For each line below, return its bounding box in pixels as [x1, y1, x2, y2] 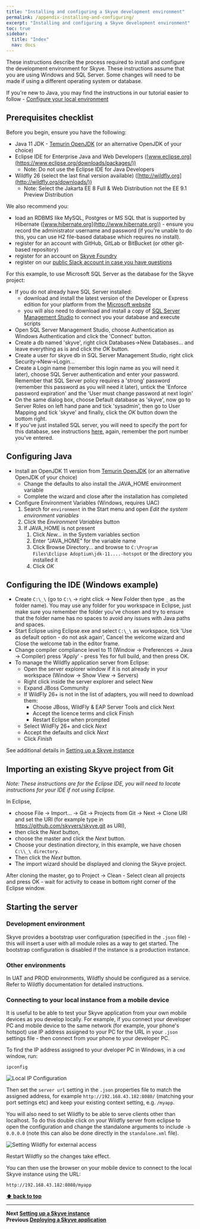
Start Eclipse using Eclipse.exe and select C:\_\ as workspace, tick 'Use [14, 627, 192, 635]
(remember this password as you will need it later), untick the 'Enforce [14, 383, 187, 390]
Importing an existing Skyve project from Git [6, 764, 174, 774]
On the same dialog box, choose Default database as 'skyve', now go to [14, 396, 191, 403]
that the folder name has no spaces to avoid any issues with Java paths [14, 615, 190, 622]
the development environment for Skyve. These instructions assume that [6, 65, 185, 72]
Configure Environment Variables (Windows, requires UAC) [14, 499, 160, 506]
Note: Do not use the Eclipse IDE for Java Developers [23, 165, 155, 173]
